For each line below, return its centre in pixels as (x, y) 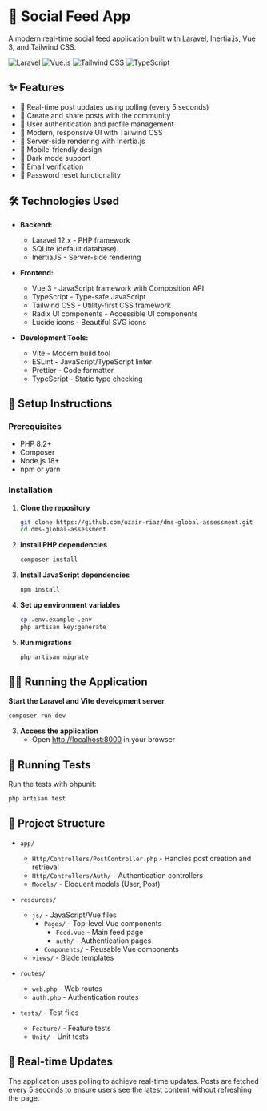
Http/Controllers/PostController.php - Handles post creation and (141, 858)
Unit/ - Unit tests (60, 1037)
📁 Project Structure (57, 824)
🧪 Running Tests (50, 765)
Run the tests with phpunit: (52, 784)
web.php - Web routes (67, 989)
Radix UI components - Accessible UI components (115, 313)
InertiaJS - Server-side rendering (86, 257)
